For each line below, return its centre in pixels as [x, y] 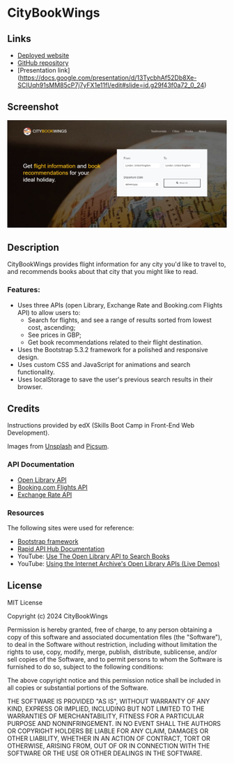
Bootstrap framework [48, 541]
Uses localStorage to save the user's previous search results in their [115, 379]
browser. [30, 386]
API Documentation [41, 465]
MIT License [25, 602]
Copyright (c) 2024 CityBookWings [57, 616]
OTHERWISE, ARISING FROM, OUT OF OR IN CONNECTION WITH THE [109, 746]
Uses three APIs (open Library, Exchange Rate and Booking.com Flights [120, 305]
